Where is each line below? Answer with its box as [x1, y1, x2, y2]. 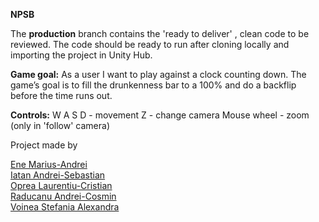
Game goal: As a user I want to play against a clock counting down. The [10, 69, 307, 80]
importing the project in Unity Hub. [10, 49, 153, 61]
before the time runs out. [10, 90, 113, 101]
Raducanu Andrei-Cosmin [10, 190, 117, 202]
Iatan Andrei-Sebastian [10, 169, 106, 181]
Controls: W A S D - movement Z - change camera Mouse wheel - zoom [10, 109, 310, 121]
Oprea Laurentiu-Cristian [10, 180, 113, 191]
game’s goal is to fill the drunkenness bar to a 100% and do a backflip [10, 79, 297, 91]
